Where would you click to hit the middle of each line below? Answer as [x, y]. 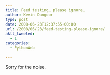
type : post [17, 19]
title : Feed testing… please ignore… [45, 10]
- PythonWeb [23, 48]
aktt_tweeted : [20, 34]
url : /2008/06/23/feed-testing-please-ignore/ [55, 29]
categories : [18, 43]
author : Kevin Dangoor [29, 15]
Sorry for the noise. [26, 67]
